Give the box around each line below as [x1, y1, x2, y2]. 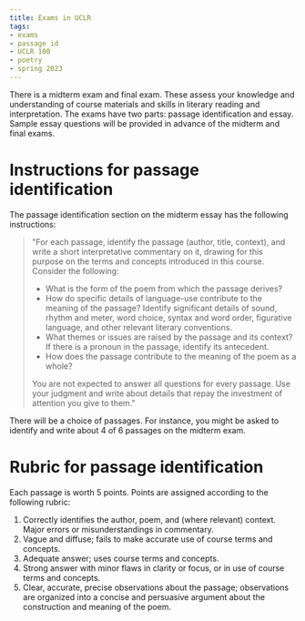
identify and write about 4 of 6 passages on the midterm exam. [9, 424, 246, 435]
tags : [9, 22, 30, 31]
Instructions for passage [9, 160, 200, 180]
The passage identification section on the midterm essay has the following [9, 209, 289, 219]
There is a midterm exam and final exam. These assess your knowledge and [9, 88, 295, 100]
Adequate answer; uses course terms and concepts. [22, 553, 219, 564]
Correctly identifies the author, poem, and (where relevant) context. [22, 514, 276, 524]
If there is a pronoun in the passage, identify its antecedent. [45, 341, 269, 351]
